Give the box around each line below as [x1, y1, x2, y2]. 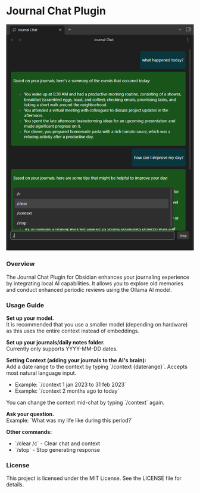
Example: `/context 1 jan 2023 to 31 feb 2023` [14, 381, 127, 389]
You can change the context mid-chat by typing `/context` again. [6, 399, 165, 406]
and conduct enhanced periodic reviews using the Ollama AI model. [6, 286, 173, 293]
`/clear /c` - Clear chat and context [14, 440, 100, 447]
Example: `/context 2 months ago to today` [14, 387, 120, 395]
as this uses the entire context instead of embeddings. [6, 327, 140, 335]
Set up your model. [6, 315, 55, 322]
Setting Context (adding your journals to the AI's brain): [6, 357, 147, 364]
